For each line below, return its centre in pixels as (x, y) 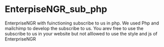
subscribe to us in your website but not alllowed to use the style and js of (81, 33)
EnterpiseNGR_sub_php (56, 9)
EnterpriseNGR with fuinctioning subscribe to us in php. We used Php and (82, 23)
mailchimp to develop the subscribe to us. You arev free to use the (74, 28)
